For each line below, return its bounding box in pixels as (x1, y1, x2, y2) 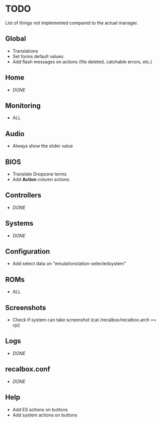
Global (5, 34, 26, 43)
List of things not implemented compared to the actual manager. (5, 20, 138, 26)
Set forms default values (12, 53, 64, 59)
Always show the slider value (12, 143, 73, 149)
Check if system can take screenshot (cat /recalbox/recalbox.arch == (12, 317, 157, 323)
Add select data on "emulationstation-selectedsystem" (12, 261, 126, 267)
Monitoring (5, 101, 41, 110)
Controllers (5, 191, 42, 200)
